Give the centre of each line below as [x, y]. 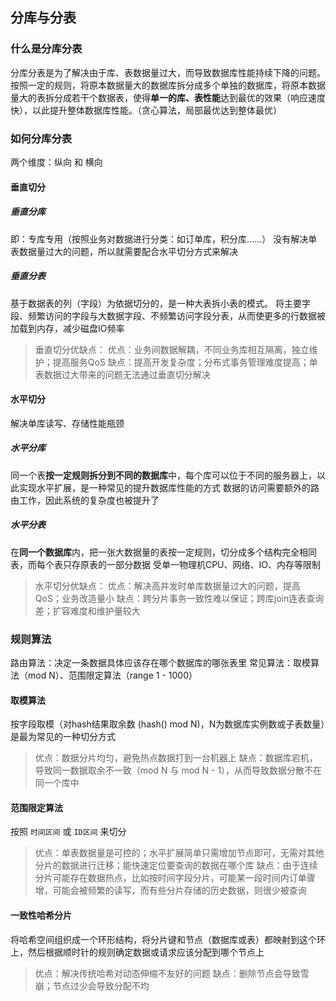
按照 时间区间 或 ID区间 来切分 [68, 832]
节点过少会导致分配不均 [101, 985]
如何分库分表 [41, 138]
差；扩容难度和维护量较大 [87, 610]
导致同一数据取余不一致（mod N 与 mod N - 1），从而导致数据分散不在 [178, 770]
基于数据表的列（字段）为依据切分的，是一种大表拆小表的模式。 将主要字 [160, 303]
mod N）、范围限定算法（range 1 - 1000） [112, 675]
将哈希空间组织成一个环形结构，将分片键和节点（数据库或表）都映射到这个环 [168, 939]
